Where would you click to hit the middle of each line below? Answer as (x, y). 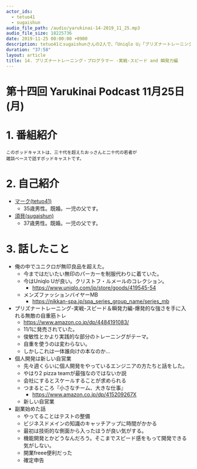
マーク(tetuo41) (33, 201)
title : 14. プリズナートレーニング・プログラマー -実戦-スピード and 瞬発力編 (92, 60)
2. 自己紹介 (33, 183)
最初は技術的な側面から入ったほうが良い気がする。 (85, 431)
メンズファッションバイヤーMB (61, 295)
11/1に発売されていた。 (50, 329)
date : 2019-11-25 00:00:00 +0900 (47, 39)
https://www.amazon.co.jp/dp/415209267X (84, 394)
